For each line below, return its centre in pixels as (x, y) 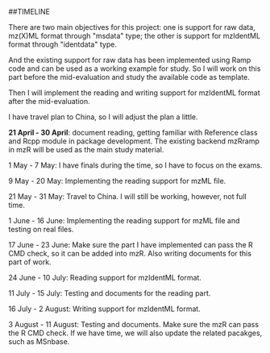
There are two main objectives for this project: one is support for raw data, (132, 27)
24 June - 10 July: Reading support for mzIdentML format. (105, 278)
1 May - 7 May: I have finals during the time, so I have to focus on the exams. (135, 165)
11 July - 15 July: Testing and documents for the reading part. (110, 293)
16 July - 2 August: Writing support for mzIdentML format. (105, 309)
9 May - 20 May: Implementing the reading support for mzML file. (117, 181)
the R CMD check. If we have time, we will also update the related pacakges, (135, 333)
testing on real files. (41, 229)
